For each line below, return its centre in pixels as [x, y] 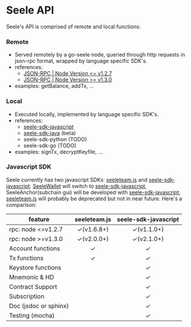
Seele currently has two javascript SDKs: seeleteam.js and [77, 180]
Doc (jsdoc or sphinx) [39, 306]
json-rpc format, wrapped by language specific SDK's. [81, 61]
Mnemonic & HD [32, 277]
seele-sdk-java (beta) [50, 133]
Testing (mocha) [32, 315]
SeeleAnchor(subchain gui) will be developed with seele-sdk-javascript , [93, 192]
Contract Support [33, 286]
